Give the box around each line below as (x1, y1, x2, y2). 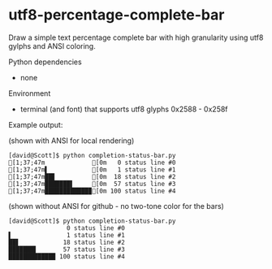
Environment (8, 88, 51, 98)
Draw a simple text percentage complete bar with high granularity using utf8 (8, 33, 264, 42)
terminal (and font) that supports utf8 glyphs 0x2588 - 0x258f (19, 104, 229, 114)
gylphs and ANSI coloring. (8, 41, 96, 50)
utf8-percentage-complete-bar (8, 6, 225, 24)
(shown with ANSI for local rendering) (8, 136, 135, 145)
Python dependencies (8, 57, 83, 67)
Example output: (8, 119, 63, 129)
